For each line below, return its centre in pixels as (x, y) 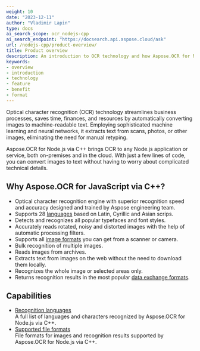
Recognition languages (43, 310)
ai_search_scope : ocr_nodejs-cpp (48, 34)
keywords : (18, 61)
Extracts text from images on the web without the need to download (98, 258)
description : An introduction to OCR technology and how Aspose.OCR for (98, 56)
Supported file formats (42, 330)
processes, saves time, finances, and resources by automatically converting (99, 118)
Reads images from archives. (50, 252)
